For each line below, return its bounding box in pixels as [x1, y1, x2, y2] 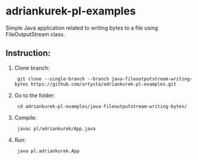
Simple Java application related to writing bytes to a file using [5, 24, 158, 31]
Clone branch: [14, 64, 50, 71]
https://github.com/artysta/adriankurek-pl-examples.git [30, 81, 177, 87]
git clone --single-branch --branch [17, 75, 110, 82]
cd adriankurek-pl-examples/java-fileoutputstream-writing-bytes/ [17, 103, 187, 109]
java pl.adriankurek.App [17, 148, 79, 154]
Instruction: [5, 48, 51, 59]
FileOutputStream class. [5, 30, 66, 37]
